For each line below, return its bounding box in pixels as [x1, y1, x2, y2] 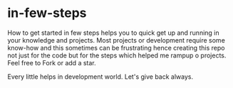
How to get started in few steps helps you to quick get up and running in [7, 28, 219, 37]
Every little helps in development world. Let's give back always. [7, 72, 194, 81]
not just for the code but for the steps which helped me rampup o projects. [7, 51, 227, 60]
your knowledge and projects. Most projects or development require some [7, 35, 226, 44]
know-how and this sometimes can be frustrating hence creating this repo [7, 43, 225, 52]
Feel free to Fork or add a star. [7, 58, 96, 67]
